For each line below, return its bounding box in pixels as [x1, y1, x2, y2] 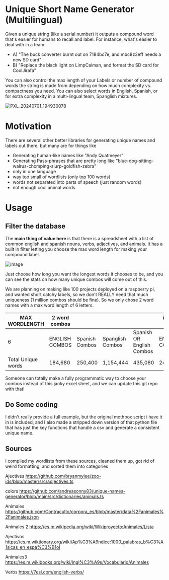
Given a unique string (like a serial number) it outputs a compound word [5, 31, 154, 37]
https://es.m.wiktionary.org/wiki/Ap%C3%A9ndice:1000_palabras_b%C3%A [5, 539, 164, 545]
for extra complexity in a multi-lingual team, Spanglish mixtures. [5, 93, 137, 99]
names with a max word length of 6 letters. [5, 302, 94, 308]
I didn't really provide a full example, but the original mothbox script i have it [5, 414, 162, 420]
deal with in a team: [5, 41, 46, 47]
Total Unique [8, 356, 38, 363]
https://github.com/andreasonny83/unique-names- [19, 488, 126, 494]
